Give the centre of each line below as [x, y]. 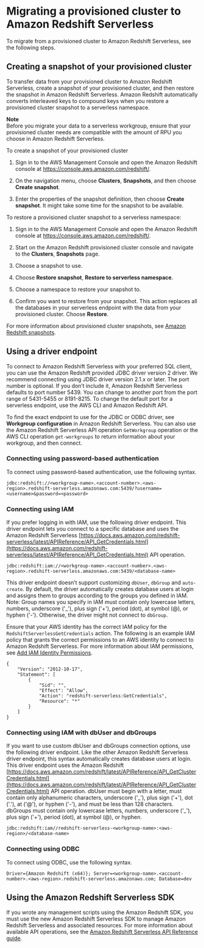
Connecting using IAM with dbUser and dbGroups [81, 733]
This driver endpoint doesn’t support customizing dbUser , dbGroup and [94, 583]
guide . [14, 938]
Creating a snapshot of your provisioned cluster [99, 67]
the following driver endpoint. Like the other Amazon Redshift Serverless [97, 752]
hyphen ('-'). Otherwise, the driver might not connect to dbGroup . [87, 615]
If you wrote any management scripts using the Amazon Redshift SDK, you [100, 912]
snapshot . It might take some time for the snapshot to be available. [99, 205]
